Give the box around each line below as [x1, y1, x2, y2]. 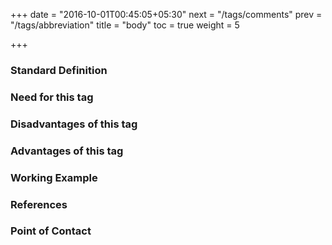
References [10, 197, 68, 211]
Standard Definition [10, 63, 108, 77]
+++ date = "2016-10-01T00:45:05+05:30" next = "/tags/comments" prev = [10, 9, 323, 20]
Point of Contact [10, 224, 92, 238]
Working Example [10, 170, 98, 184]
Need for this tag [10, 90, 94, 104]
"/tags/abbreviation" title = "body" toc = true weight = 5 [10, 19, 240, 31]
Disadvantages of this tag [10, 117, 138, 131]
